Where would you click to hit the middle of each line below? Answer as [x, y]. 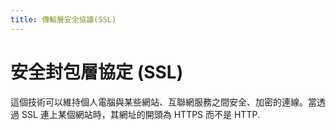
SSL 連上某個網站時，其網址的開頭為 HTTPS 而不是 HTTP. [140, 114]
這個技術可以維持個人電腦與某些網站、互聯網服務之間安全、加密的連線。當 [163, 102]
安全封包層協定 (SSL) [97, 72]
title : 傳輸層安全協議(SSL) [63, 19]
